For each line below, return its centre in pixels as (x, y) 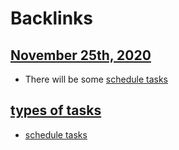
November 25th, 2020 (81, 55)
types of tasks (56, 110)
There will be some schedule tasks (96, 79)
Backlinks (52, 18)
